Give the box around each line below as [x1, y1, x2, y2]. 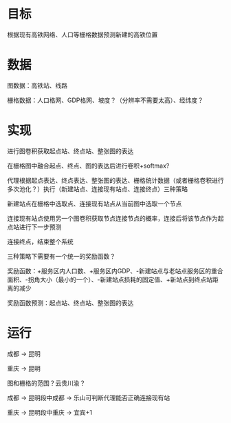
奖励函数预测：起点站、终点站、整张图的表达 [7, 298, 134, 307]
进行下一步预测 [19, 222, 62, 231]
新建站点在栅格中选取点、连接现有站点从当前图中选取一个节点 [7, 199, 182, 208]
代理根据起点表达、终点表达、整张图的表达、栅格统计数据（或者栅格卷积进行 [7, 176, 224, 184]
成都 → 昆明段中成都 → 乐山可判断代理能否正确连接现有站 [7, 393, 170, 402]
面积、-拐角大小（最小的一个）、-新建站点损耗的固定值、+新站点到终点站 [7, 275, 213, 284]
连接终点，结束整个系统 [7, 237, 74, 246]
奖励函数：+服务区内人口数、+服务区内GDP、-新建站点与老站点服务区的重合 [7, 266, 223, 275]
